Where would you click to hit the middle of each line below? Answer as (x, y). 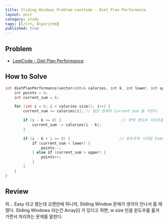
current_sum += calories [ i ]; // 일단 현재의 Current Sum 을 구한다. (91, 111)
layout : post (19, 15)
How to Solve (26, 76)
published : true (22, 29)
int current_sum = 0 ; (36, 97)
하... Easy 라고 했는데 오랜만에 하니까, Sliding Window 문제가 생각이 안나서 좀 (81, 204)
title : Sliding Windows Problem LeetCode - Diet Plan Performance (76, 10)
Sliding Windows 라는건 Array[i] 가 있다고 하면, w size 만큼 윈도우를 (83, 210)
